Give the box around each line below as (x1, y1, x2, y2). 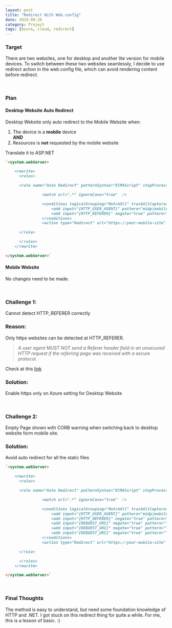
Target (5, 44, 22, 51)
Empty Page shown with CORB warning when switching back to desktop (5, 425, 158, 431)
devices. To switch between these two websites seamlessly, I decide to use (5, 61, 165, 67)
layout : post (5, 7, 33, 13)
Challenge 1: (5, 298, 37, 306)
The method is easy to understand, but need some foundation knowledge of (5, 606, 166, 613)
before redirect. (5, 71, 38, 78)
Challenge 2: (5, 412, 38, 420)
